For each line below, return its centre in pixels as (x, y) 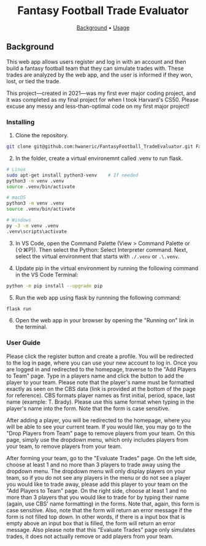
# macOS (16, 198)
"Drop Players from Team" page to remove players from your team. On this (101, 433)
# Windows (19, 220)
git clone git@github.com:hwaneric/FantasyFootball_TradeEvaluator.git (100, 147)
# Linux (16, 169)
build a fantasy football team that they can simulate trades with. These (95, 68)
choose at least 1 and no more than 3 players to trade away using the (93, 464)
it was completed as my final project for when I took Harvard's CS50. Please (103, 99)
